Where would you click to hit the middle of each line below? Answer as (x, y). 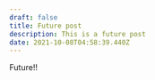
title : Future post (46, 26)
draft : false (34, 17)
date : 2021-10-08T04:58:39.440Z (69, 42)
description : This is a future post (77, 34)
